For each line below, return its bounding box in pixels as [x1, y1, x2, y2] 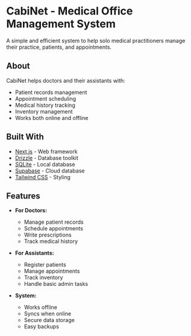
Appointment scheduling [14, 95, 77, 102]
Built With [6, 132, 44, 142]
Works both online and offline [14, 114, 89, 121]
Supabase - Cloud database [14, 167, 85, 174]
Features [6, 191, 40, 201]
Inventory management [14, 107, 74, 115]
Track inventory [23, 274, 63, 281]
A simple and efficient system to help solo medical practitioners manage [6, 37, 186, 44]
